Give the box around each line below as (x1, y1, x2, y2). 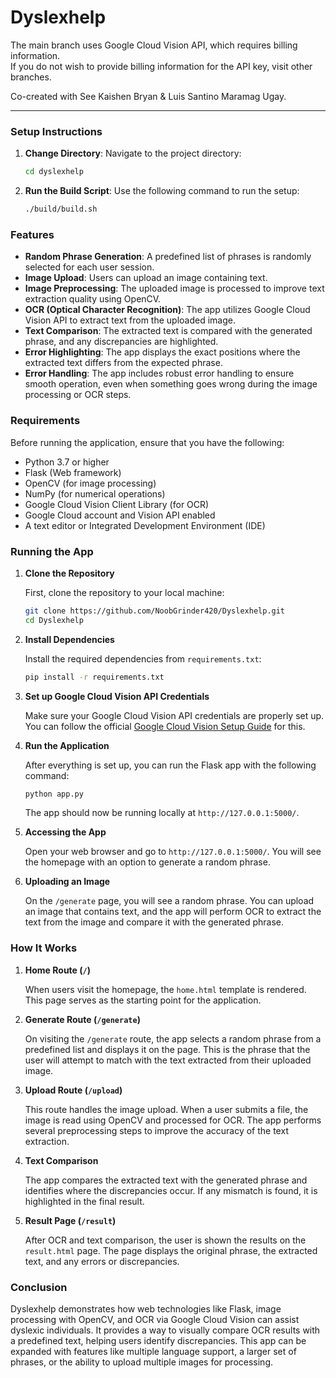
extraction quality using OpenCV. (24, 293, 162, 305)
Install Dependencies (24, 633, 115, 645)
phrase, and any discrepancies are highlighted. (24, 336, 219, 348)
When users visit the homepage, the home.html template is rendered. (24, 983, 307, 995)
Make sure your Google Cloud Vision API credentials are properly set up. (24, 709, 325, 721)
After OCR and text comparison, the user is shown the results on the (24, 1234, 307, 1246)
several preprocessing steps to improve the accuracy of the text (24, 1124, 289, 1136)
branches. (10, 71, 52, 83)
